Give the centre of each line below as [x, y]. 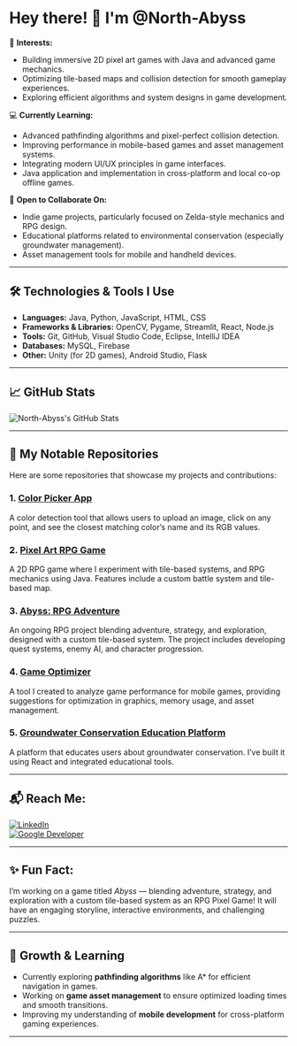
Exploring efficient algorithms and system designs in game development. [155, 97]
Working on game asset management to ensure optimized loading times [154, 996]
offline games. [48, 182]
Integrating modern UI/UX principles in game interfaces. [124, 164]
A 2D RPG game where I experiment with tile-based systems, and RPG [137, 569]
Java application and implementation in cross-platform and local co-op [151, 173]
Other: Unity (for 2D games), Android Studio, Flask [114, 355]
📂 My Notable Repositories [84, 454]
